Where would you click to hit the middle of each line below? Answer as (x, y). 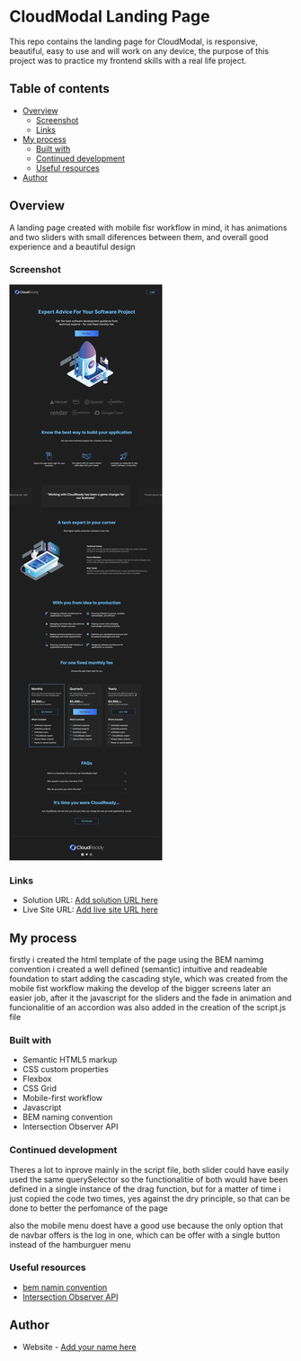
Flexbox (37, 1079)
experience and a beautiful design (73, 246)
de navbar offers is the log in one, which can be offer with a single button (145, 1235)
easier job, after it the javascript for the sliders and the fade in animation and (150, 998)
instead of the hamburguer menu (71, 1244)
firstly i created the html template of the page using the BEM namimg (137, 959)
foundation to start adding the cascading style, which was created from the (149, 979)
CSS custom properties (66, 1070)
